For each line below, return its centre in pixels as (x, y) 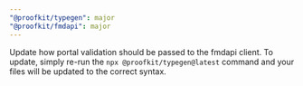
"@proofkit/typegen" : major (62, 18)
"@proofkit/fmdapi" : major (60, 26)
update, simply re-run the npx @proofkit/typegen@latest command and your (152, 62)
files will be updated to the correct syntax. (88, 71)
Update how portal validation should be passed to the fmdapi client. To (142, 52)
